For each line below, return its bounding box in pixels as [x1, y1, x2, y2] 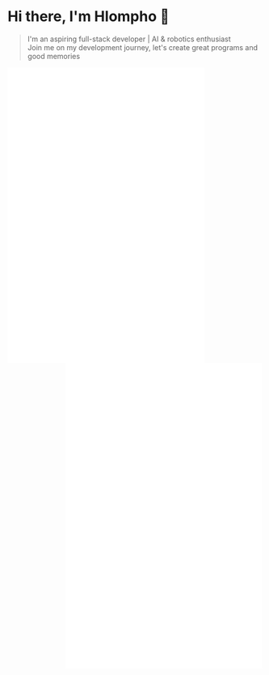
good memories [27, 51, 81, 61]
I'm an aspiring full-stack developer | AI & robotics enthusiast [27, 34, 231, 44]
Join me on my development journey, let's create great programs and [27, 42, 258, 52]
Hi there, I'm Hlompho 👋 [7, 7, 170, 26]
